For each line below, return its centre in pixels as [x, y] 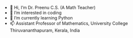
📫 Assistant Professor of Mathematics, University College [69, 23]
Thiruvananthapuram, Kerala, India [45, 30]
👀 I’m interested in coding [36, 13]
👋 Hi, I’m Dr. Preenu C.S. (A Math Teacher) [53, 8]
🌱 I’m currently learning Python [41, 18]
